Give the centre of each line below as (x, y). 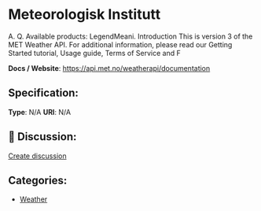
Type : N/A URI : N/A (40, 112)
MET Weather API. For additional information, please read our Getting (120, 44)
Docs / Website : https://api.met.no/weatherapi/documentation (109, 68)
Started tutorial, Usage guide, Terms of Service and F (94, 53)
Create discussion (37, 156)
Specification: (43, 93)
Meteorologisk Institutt (85, 15)
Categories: (38, 180)
